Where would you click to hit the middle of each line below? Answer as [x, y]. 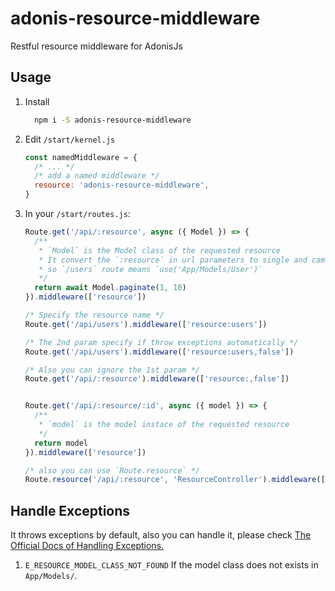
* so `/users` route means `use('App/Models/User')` [150, 269]
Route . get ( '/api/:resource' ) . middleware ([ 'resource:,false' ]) [157, 379]
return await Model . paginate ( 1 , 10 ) [110, 288]
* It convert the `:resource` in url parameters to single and [173, 260]
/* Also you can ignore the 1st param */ [112, 370]
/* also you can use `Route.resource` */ [112, 470]
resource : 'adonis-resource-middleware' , [122, 185]
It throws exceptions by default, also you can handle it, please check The [161, 535]
